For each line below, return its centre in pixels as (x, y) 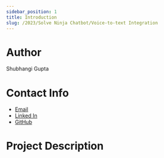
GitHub (23, 122)
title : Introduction (32, 17)
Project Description (55, 146)
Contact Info (38, 93)
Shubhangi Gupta (28, 69)
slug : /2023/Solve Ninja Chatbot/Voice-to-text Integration (82, 23)
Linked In (26, 116)
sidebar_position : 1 (32, 12)
